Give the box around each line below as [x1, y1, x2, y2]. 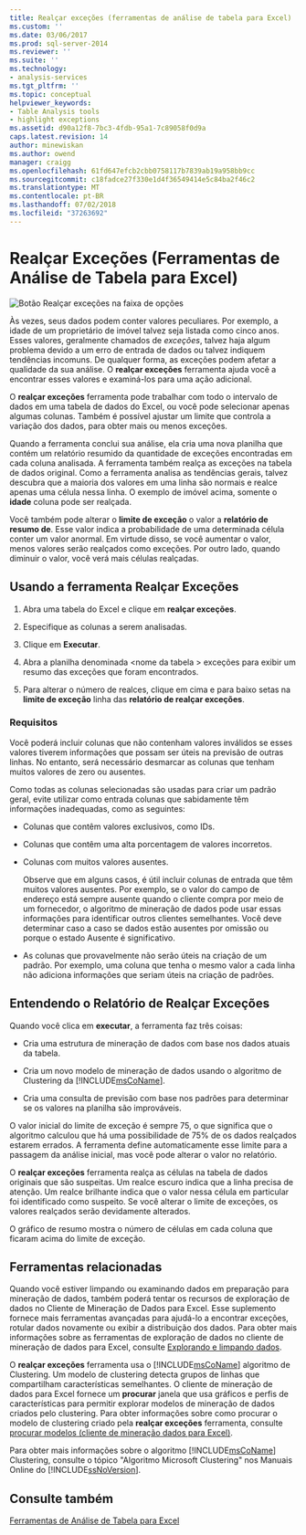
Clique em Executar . [22, 638, 100, 649]
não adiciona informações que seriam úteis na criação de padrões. [22, 969, 275, 980]
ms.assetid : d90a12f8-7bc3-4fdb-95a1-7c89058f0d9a [9, 124, 206, 133]
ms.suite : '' [9, 56, 59, 65]
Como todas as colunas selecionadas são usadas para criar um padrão [9, 783, 277, 794]
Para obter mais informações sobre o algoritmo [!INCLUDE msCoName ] [9, 1445, 277, 1456]
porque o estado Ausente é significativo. [22, 932, 176, 943]
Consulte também [9, 1490, 114, 1507]
